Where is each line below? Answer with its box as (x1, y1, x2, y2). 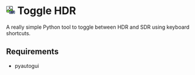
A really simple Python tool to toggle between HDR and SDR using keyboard (6, 23, 190, 30)
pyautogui (14, 62, 39, 69)
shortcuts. (6, 29, 31, 36)
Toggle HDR (17, 4, 76, 18)
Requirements (6, 47, 59, 57)
